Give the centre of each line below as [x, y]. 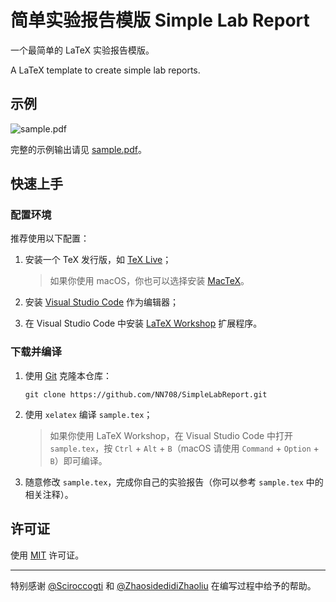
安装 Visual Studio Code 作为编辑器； [102, 302]
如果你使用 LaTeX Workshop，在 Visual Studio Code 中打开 [171, 435]
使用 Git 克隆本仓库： [68, 375]
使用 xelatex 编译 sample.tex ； [88, 414]
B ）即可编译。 [78, 460]
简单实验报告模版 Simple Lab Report [160, 20]
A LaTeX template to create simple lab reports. [105, 70]
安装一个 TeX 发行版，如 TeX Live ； [98, 260]
